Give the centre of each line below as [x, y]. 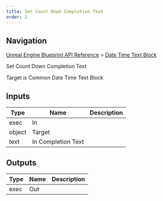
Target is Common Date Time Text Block [55, 78]
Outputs [21, 163]
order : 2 [17, 17]
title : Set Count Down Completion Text [55, 11]
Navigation [26, 41]
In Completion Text [58, 142]
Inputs [18, 96]
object [18, 132]
